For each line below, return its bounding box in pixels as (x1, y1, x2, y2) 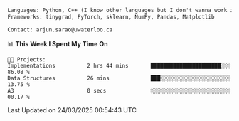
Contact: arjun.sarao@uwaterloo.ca (7, 26, 113, 33)
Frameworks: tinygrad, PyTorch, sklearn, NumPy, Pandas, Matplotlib (7, 13, 215, 21)
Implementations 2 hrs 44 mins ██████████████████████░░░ (7, 62, 231, 69)
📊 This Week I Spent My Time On (7, 39, 108, 48)
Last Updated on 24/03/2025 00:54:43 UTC (7, 105, 137, 114)
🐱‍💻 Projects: (7, 56, 46, 63)
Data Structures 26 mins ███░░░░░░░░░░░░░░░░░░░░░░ (7, 75, 231, 82)
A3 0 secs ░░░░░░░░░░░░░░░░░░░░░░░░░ (7, 87, 231, 94)
